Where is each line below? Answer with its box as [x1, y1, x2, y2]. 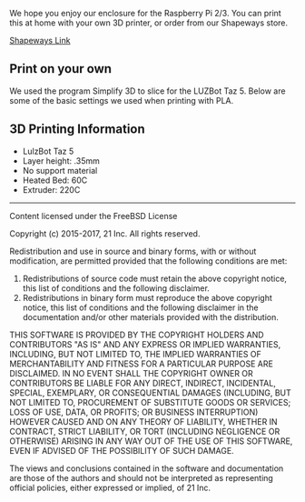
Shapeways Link [9, 35, 71, 45]
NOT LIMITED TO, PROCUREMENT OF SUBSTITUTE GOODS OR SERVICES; [9, 397, 291, 407]
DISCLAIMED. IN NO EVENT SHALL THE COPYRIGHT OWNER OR [9, 367, 254, 378]
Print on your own [9, 61, 112, 76]
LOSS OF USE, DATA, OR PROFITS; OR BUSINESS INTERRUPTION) [9, 407, 259, 417]
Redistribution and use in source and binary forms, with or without [9, 246, 257, 256]
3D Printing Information [9, 122, 145, 137]
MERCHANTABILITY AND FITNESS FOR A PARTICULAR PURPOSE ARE [9, 358, 274, 369]
